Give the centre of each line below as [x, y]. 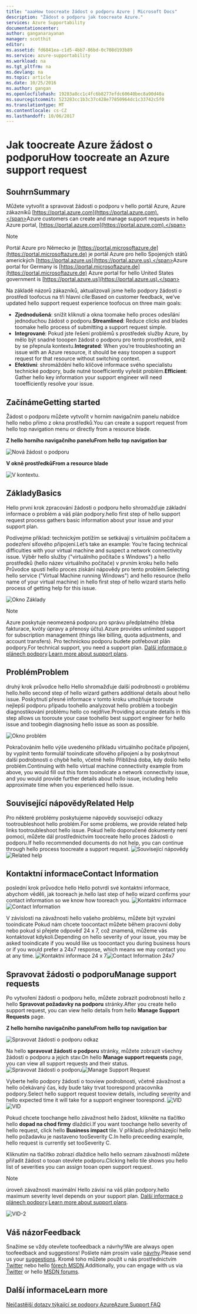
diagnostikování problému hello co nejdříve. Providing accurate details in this [98, 712]
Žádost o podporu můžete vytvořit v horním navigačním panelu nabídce [93, 416]
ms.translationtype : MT [35, 105]
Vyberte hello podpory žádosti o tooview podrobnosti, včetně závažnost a [96, 1081]
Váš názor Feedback [44, 1232]
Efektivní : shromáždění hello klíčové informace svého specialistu [93, 365]
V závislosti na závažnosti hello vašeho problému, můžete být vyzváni [91, 918]
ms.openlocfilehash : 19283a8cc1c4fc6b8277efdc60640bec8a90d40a [85, 94]
